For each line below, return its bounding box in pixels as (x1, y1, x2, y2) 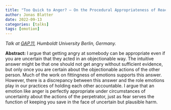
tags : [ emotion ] (5, 26, 40, 32)
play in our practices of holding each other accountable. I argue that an (5, 82, 154, 89)
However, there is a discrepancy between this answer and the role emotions (5, 77, 164, 84)
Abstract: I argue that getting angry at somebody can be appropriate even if (5, 50, 165, 57)
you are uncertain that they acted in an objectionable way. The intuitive (5, 56, 154, 62)
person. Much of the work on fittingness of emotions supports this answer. (5, 72, 162, 78)
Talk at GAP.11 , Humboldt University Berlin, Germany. (5, 40, 117, 46)
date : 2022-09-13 (5, 17, 42, 22)
